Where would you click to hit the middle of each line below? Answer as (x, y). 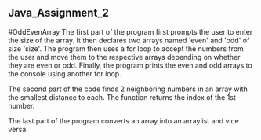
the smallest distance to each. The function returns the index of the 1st (122, 97)
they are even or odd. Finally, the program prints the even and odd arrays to (130, 65)
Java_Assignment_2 (59, 13)
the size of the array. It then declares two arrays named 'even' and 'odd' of (129, 40)
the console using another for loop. (65, 73)
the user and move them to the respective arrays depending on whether (124, 57)
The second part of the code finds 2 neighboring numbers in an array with (128, 89)
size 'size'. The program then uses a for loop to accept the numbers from (126, 48)
